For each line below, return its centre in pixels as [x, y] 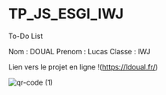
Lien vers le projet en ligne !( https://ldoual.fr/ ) [83, 67]
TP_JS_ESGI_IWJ [66, 14]
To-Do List [26, 36]
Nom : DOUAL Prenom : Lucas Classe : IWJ [79, 51]
